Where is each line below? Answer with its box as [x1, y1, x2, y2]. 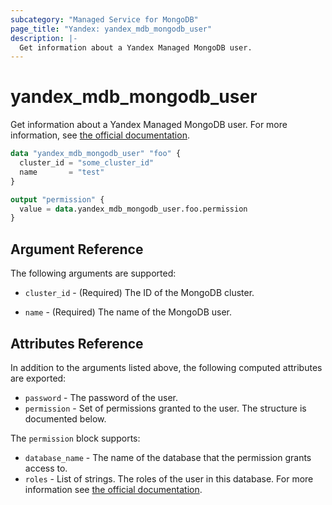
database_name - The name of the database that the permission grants [24, 451, 312, 463]
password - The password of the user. [24, 391, 179, 403]
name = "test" [19, 167, 105, 177]
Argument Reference [10, 241, 144, 258]
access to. [24, 462, 68, 474]
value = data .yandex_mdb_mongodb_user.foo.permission [19, 204, 248, 214]
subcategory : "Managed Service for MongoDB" [10, 14, 199, 25]
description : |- [10, 33, 78, 43]
